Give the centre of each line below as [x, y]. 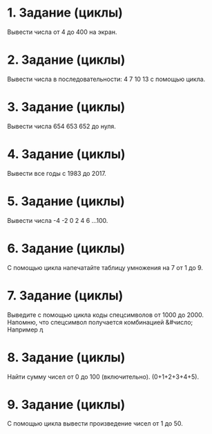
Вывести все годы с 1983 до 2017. [57, 173]
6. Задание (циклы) [66, 248]
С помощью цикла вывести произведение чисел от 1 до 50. [95, 424]
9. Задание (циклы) [66, 405]
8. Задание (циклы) [66, 357]
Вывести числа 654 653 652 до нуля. [61, 126]
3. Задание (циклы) [66, 107]
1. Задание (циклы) [65, 13]
